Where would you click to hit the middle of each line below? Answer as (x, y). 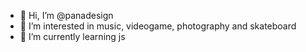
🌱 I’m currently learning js (72, 36)
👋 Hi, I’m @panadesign (66, 15)
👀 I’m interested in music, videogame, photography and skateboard (158, 26)
